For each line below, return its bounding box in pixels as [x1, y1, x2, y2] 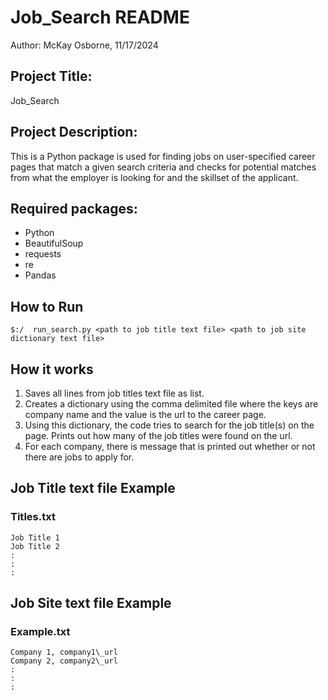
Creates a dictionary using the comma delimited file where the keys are [24, 398, 319, 410]
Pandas [24, 269, 57, 281]
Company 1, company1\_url [10, 647, 118, 658]
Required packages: [10, 200, 138, 217]
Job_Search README [10, 6, 190, 29]
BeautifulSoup [24, 237, 84, 250]
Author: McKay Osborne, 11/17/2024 [10, 39, 159, 51]
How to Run [10, 298, 84, 315]
